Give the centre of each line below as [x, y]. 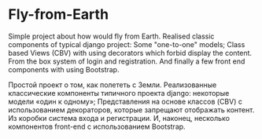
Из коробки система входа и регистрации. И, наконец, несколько [119, 118]
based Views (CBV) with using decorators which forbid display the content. [130, 53]
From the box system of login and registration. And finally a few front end [127, 61]
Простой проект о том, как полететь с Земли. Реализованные [113, 85]
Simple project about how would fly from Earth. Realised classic [111, 36]
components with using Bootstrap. [64, 69]
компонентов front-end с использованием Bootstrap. [97, 126]
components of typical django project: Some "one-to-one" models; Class [127, 44]
